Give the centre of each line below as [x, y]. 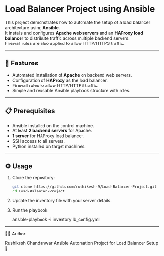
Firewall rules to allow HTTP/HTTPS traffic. [55, 85]
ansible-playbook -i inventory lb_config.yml [56, 220]
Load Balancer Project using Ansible [80, 9]
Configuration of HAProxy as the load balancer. [60, 80]
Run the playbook [30, 210]
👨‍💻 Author [15, 234]
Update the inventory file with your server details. [62, 201]
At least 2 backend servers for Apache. [52, 130]
